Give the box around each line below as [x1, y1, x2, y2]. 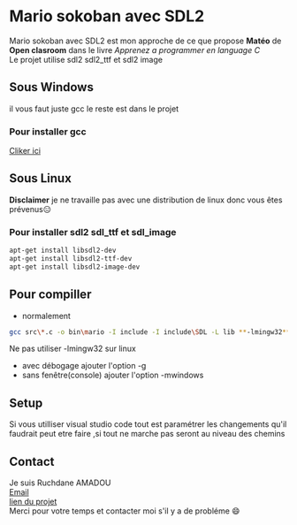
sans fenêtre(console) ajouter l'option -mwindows [21, 369, 204, 381]
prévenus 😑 [9, 203, 51, 214]
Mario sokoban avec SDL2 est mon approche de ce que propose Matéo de [9, 35, 282, 46]
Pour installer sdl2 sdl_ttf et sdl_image [9, 225, 177, 238]
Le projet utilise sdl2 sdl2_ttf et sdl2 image [9, 54, 164, 65]
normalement [21, 310, 71, 321]
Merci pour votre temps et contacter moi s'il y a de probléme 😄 [9, 506, 240, 516]
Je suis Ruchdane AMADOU [9, 477, 112, 488]
